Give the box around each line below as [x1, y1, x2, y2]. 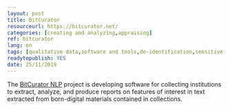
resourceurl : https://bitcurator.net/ [7, 23, 118, 30]
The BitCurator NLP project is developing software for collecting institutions [7, 80, 222, 88]
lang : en [7, 42, 32, 49]
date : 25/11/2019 [7, 61, 57, 68]
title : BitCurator [7, 16, 60, 23]
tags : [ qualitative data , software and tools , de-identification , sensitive [7, 49, 224, 56]
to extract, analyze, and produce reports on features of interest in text [7, 87, 205, 96]
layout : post [7, 10, 45, 17]
